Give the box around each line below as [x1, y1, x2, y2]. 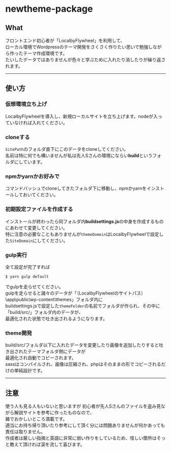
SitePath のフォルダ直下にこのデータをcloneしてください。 [5, 146, 129, 152]
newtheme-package [5, 3, 93, 15]
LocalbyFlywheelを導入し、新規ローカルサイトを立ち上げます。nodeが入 [5, 113, 158, 119]
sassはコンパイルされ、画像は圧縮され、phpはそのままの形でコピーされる [5, 361, 161, 367]
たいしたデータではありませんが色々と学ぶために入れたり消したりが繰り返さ [5, 57, 166, 63]
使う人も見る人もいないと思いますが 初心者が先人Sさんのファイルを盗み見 [5, 403, 161, 409]
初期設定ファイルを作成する [5, 206, 73, 213]
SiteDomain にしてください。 [10, 237, 68, 244]
